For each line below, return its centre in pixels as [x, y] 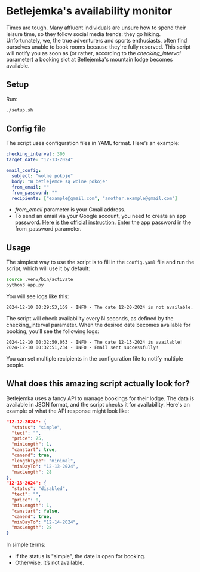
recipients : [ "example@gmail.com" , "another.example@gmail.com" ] [95, 198]
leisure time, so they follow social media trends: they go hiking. [84, 34]
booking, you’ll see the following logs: [53, 331]
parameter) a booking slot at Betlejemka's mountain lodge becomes [90, 59]
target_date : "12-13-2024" [40, 160]
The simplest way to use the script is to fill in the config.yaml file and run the [100, 262]
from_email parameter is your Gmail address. [70, 210]
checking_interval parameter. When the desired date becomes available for [99, 325]
